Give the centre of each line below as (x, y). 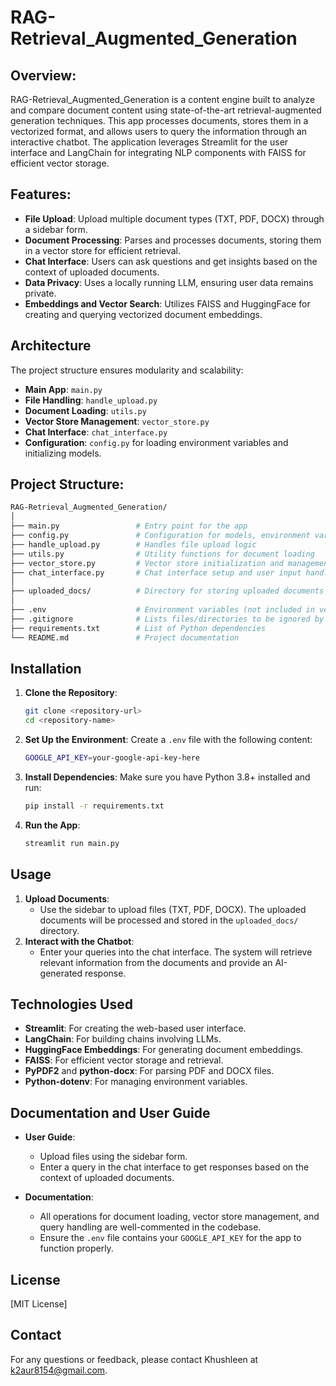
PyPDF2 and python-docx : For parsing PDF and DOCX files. (149, 1071)
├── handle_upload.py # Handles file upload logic (133, 544)
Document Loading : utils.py (85, 410)
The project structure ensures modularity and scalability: (127, 370)
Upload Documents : (67, 898)
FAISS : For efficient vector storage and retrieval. (124, 1060)
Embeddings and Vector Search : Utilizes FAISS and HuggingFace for (167, 303)
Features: (41, 194)
